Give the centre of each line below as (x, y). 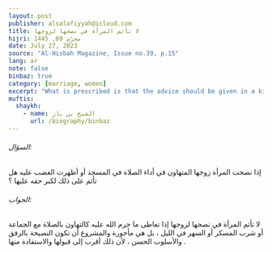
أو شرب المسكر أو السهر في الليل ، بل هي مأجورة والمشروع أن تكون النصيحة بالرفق (136, 233)
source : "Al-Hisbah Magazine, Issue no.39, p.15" (94, 53)
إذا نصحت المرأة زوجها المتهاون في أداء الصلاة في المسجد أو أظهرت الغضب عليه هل (135, 172)
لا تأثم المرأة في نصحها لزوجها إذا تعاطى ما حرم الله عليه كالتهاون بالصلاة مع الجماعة (134, 224)
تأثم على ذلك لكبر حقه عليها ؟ (53, 181)
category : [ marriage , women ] (57, 83)
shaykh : (29, 106)
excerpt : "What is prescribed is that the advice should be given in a (132, 91)
